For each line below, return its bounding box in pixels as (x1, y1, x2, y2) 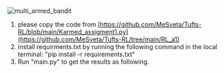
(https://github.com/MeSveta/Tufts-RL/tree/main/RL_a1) (17, 35, 180, 44)
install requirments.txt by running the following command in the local (17, 43, 218, 51)
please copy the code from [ (17, 20, 100, 28)
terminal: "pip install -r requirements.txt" (17, 50, 136, 58)
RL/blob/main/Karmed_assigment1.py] (17, 28, 129, 36)
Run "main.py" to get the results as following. (17, 58, 150, 66)
